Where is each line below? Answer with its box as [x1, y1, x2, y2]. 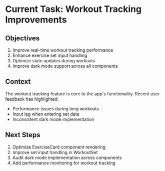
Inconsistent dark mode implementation [12, 116, 94, 122]
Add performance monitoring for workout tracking [12, 160, 116, 166]
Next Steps [5, 131, 40, 139]
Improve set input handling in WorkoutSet [12, 149, 98, 155]
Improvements [5, 14, 67, 25]
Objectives [5, 34, 40, 42]
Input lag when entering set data [12, 111, 79, 117]
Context [5, 77, 31, 86]
